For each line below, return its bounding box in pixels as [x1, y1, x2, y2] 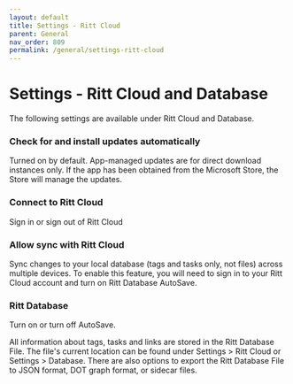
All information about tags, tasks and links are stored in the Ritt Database [9, 337, 274, 348]
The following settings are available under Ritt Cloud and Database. [9, 113, 255, 124]
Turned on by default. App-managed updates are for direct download [9, 156, 262, 166]
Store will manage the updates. [9, 174, 122, 185]
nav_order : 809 [9, 37, 66, 47]
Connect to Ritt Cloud [9, 196, 104, 209]
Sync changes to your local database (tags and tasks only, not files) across [9, 258, 283, 269]
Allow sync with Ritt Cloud [9, 238, 125, 250]
